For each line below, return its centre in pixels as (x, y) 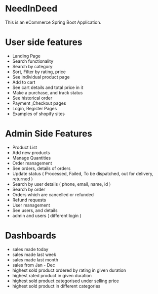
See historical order (32, 98)
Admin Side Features (49, 134)
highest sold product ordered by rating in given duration (69, 270)
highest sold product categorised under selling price (66, 281)
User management (31, 205)
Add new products (31, 152)
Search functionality (33, 61)
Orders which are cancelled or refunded (53, 194)
